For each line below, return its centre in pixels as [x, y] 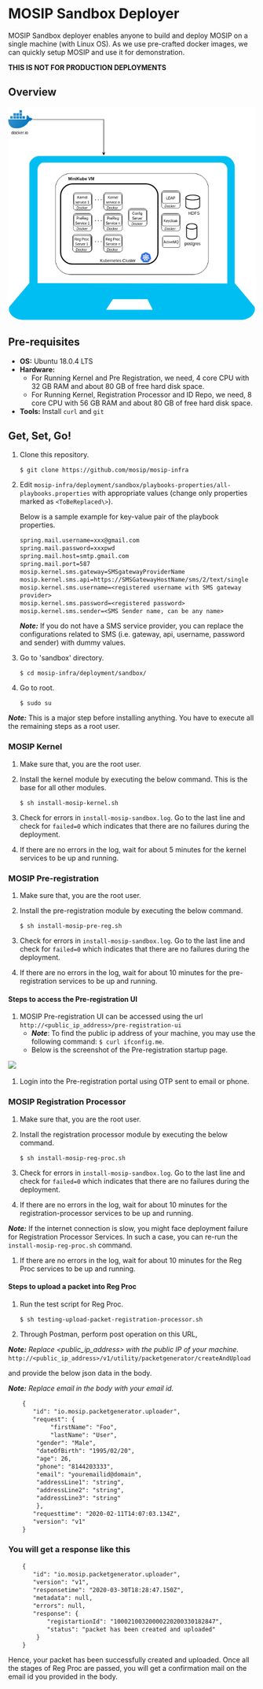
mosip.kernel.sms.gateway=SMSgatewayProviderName [102, 572]
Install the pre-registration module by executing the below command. [131, 911]
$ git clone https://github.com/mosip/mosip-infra [104, 470]
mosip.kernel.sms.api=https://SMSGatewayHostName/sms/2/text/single [134, 580]
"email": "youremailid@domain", [89, 1474]
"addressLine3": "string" [79, 1498]
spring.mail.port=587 [55, 564]
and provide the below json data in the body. [80, 1373]
